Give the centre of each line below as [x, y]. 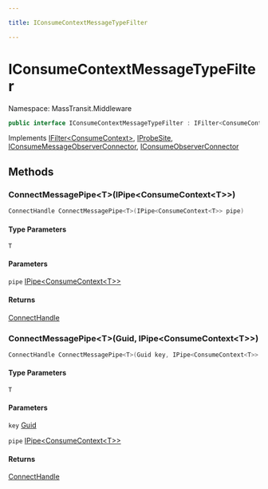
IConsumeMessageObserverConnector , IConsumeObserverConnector [124, 147]
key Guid [23, 425]
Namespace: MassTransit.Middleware [70, 108]
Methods [31, 171]
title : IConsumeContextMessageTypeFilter [78, 22]
